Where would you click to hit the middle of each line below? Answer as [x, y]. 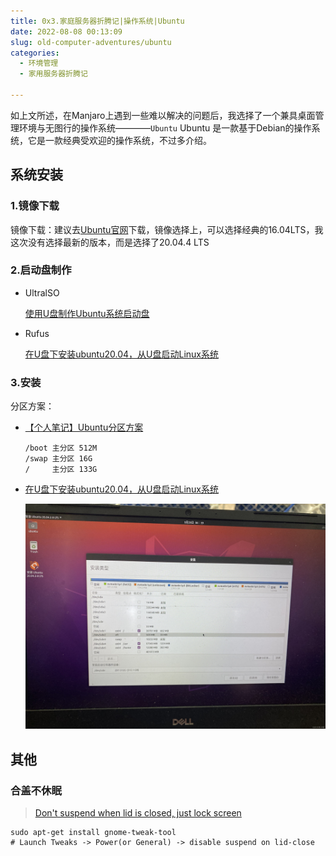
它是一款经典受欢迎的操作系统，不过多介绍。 [119, 140]
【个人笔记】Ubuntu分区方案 [84, 427]
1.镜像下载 [35, 206]
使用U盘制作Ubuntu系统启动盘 [87, 313]
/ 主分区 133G [61, 470]
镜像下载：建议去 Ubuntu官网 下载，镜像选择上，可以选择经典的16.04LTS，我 [167, 229]
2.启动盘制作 [41, 270]
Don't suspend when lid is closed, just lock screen [138, 812]
